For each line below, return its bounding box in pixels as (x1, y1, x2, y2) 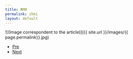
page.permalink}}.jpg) (5, 34, 50, 40)
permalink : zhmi (5, 12, 38, 16)
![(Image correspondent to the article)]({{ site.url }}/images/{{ (5, 29, 128, 35)
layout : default (5, 16, 38, 21)
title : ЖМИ (5, 7, 27, 12)
